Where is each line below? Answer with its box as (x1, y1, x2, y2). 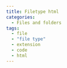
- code (11, 47, 28, 53)
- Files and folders (11, 20, 62, 25)
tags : (6, 25, 19, 31)
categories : (6, 14, 35, 20)
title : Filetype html (6, 8, 59, 15)
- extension (11, 42, 41, 48)
